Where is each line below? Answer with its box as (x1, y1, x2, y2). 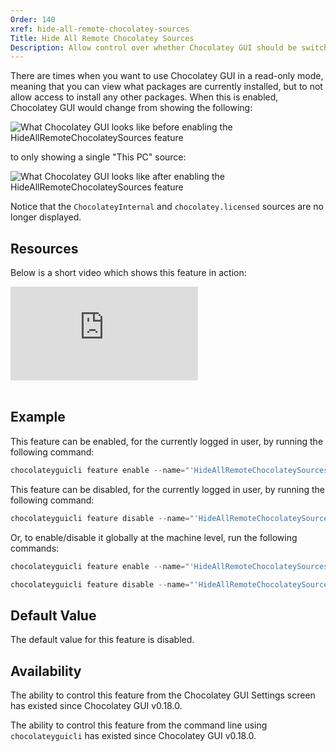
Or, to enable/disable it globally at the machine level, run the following (10, 531, 298, 543)
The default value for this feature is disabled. (10, 634, 195, 646)
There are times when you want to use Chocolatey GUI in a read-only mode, (10, 70, 324, 82)
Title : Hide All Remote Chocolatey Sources (10, 33, 195, 43)
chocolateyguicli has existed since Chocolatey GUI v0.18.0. (10, 730, 257, 741)
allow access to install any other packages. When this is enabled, (10, 91, 279, 103)
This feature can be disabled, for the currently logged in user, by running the (10, 483, 325, 495)
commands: (10, 542, 60, 554)
